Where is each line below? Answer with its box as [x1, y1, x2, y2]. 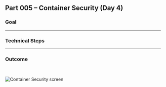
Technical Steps [5, 37, 45, 44]
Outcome [5, 56, 28, 62]
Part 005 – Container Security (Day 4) [5, 4, 124, 12]
